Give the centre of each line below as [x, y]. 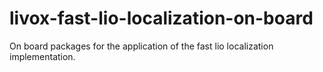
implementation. [42, 56]
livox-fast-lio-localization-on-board [161, 18]
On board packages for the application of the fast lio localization [141, 46]
